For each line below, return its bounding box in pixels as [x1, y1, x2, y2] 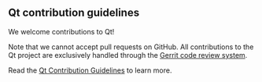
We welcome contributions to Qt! [8, 27, 115, 36]
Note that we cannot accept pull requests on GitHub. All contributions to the [8, 42, 254, 52]
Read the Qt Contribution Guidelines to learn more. [8, 66, 172, 75]
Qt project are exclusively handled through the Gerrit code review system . [8, 50, 248, 59]
